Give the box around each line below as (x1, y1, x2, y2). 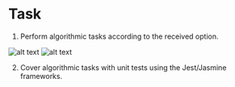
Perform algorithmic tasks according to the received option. (19, 31, 219, 41)
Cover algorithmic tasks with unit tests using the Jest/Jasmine (19, 62, 227, 72)
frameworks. (19, 71, 63, 81)
